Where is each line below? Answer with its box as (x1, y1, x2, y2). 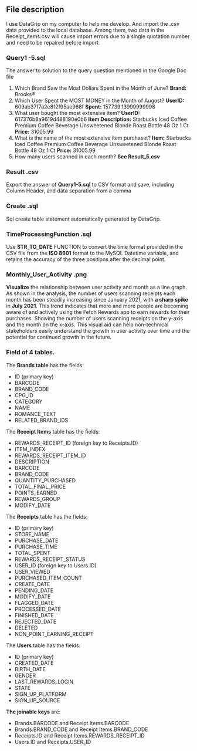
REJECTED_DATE (14, 618, 57, 625)
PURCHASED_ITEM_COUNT (14, 574, 82, 581)
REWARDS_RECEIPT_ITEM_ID (14, 452, 86, 459)
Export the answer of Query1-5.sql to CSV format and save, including (6, 181, 175, 188)
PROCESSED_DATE (14, 605, 62, 613)
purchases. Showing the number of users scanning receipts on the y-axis (6, 315, 184, 322)
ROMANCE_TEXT (14, 410, 57, 417)
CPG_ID (14, 391, 34, 398)
